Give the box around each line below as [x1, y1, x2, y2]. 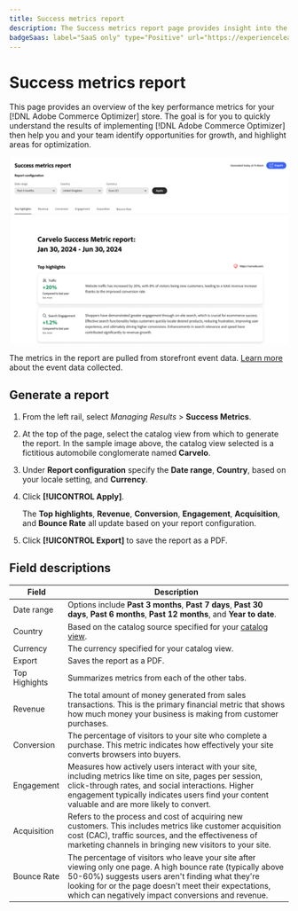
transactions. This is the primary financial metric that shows [67, 699, 286, 710]
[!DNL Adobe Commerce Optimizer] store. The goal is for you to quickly [9, 111, 271, 122]
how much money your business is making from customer [67, 708, 279, 719]
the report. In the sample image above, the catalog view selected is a [21, 437, 275, 448]
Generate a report [9, 388, 109, 403]
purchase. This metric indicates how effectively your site [67, 739, 274, 750]
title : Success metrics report [9, 14, 125, 23]
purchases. [67, 718, 109, 728]
